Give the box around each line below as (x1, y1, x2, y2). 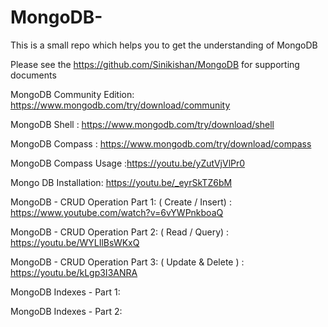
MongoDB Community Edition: (10, 88, 135, 100)
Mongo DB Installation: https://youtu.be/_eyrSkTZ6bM (10, 176, 233, 188)
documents (10, 69, 57, 81)
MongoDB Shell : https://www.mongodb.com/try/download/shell (10, 118, 275, 130)
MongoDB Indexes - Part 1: (10, 286, 121, 298)
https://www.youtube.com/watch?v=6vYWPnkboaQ (10, 206, 224, 218)
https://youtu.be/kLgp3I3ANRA (10, 266, 138, 278)
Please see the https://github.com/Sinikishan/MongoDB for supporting (10, 58, 300, 70)
